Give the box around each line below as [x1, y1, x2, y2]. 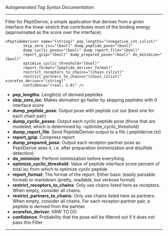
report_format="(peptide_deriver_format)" [23, 65, 113, 70]
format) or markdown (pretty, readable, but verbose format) [12, 177, 135, 182]
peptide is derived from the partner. [12, 203, 86, 209]
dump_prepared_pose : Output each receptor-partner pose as [12, 140, 141, 145]
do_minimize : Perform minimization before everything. [12, 155, 125, 161]
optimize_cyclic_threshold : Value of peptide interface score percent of [12, 161, 160, 167]
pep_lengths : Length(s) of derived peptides [12, 92, 103, 97]
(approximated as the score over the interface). [5, 30, 102, 35]
